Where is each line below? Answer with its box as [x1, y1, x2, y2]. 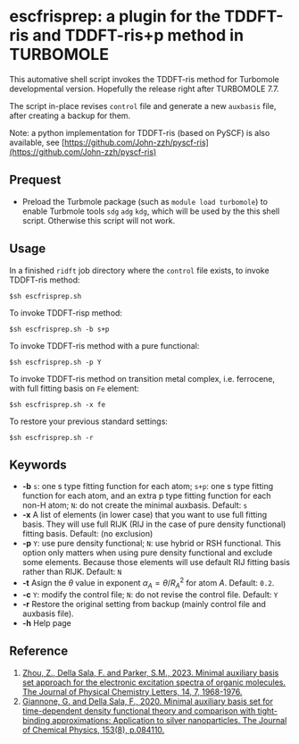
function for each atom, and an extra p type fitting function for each [21, 490, 271, 502]
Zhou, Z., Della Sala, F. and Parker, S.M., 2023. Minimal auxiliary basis [21, 667, 279, 678]
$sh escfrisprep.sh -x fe [9, 400, 105, 409]
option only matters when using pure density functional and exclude [21, 547, 273, 558]
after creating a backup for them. [9, 110, 131, 121]
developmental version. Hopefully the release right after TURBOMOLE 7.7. [9, 83, 279, 94]
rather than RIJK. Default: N [21, 566, 122, 578]
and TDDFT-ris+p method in [32, 25, 244, 46]
